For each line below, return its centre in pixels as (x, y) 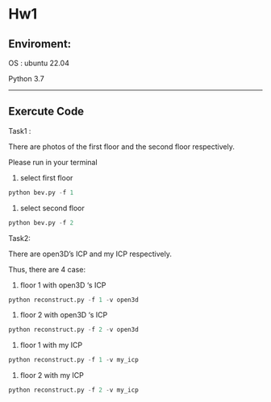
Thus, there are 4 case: (47, 269)
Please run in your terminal (53, 162)
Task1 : (20, 131)
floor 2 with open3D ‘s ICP (64, 315)
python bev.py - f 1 (41, 193)
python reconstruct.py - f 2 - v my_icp (73, 390)
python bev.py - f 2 (41, 222)
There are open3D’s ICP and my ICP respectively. (90, 254)
